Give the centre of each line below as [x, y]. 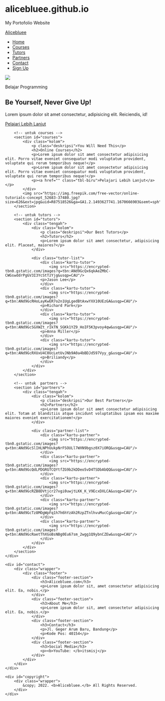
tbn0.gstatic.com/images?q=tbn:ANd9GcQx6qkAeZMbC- [58, 271]
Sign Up [20, 68]
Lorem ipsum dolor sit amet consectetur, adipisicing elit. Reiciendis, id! [76, 114]
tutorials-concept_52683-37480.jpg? [42, 198]
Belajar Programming [26, 87]
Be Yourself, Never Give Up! [48, 102]
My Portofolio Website [27, 23]
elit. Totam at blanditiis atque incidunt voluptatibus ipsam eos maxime [82, 413]
